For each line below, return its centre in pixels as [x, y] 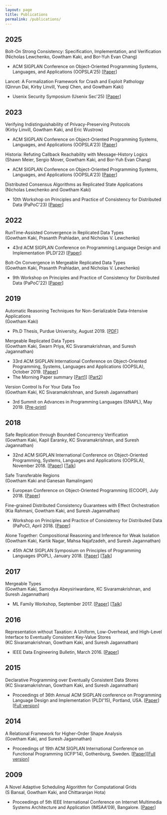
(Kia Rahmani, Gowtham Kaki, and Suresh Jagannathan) [63, 511]
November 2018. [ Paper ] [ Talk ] [44, 466]
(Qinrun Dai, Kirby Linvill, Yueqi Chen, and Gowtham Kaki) [64, 87]
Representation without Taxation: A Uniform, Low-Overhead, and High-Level [83, 632]
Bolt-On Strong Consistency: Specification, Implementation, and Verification [83, 52]
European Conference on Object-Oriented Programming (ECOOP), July [85, 491]
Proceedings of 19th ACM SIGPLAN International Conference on [78, 748]
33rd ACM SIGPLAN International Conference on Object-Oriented [80, 361]
